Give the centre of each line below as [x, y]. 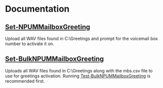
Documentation [37, 9]
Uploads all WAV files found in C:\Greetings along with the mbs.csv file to [79, 70]
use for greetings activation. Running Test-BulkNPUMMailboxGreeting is [78, 76]
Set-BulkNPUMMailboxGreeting [55, 59]
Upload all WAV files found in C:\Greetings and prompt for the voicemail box [81, 38]
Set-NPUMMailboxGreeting [48, 27]
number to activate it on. [30, 44]
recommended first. [25, 81]
